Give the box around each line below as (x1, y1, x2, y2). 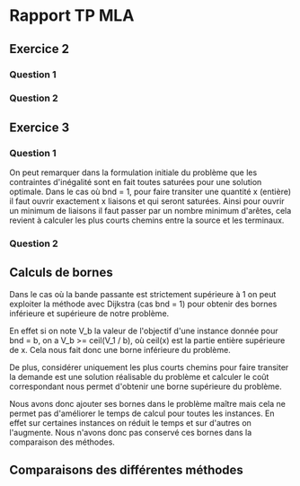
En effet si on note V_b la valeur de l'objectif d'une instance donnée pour (9, 325, 278, 336)
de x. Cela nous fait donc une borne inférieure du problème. (9, 344, 231, 355)
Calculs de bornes (9, 265, 114, 280)
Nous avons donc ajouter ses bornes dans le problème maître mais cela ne (9, 398, 286, 409)
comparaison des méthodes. (9, 437, 115, 447)
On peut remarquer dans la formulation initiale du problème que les (9, 167, 258, 178)
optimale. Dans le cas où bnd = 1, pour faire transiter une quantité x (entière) (9, 186, 292, 198)
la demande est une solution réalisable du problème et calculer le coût (9, 371, 269, 382)
